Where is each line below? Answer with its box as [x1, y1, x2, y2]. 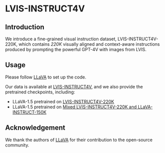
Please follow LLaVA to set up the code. [5, 74, 86, 80]
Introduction [5, 23, 45, 31]
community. [5, 142, 29, 148]
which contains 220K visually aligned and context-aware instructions [18, 41, 160, 47]
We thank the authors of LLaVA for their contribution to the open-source [5, 137, 153, 143]
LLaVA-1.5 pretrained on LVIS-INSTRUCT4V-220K [12, 98, 114, 104]
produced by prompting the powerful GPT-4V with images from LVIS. [5, 47, 147, 52]
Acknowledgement [5, 124, 66, 132]
